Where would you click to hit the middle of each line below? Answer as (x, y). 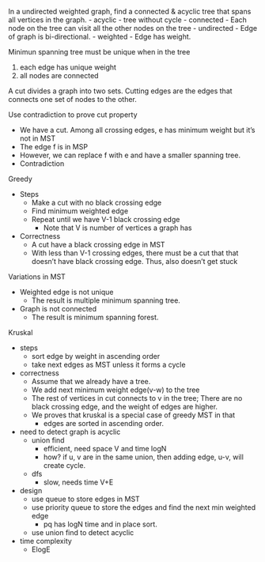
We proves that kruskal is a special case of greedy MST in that (133, 415)
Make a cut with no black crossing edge (97, 202)
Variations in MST (37, 277)
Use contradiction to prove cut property (73, 115)
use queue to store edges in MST (85, 499)
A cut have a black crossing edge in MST (98, 245)
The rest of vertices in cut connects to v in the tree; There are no (137, 398)
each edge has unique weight (68, 67)
